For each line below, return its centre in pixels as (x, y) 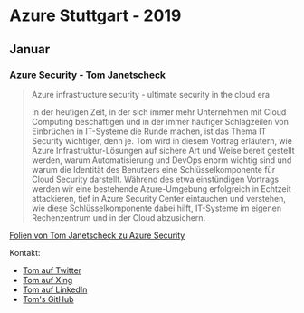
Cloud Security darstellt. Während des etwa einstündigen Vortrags (155, 179)
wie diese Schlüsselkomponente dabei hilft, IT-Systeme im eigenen (157, 208)
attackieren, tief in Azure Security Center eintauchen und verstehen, (159, 198)
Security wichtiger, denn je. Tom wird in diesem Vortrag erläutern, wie (161, 140)
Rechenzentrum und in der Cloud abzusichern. (119, 217)
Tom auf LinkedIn (55, 289)
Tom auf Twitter (52, 270)
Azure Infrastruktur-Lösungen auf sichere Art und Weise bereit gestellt (163, 150)
